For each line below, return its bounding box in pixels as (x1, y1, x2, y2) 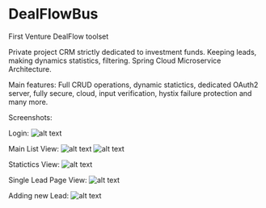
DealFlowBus (8, 5, 99, 23)
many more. (8, 97, 49, 106)
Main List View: (8, 144, 59, 153)
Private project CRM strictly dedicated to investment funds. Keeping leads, (8, 47, 257, 56)
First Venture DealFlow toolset (8, 31, 109, 41)
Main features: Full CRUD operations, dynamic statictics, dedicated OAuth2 (8, 80, 259, 89)
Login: (8, 128, 30, 138)
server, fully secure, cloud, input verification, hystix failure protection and (8, 88, 252, 98)
